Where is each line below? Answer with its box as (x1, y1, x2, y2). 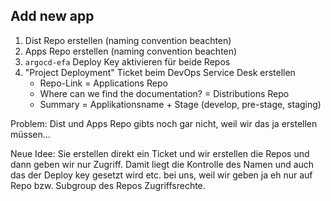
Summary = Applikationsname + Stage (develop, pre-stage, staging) (39, 98, 322, 110)
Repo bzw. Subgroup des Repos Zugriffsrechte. (10, 179, 206, 191)
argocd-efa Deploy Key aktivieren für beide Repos (24, 55, 231, 68)
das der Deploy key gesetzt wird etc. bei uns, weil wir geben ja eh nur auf (10, 169, 313, 181)
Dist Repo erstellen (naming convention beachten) (24, 34, 232, 46)
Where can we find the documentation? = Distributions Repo (39, 87, 290, 99)
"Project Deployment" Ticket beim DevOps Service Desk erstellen (24, 66, 296, 78)
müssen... (10, 128, 51, 140)
